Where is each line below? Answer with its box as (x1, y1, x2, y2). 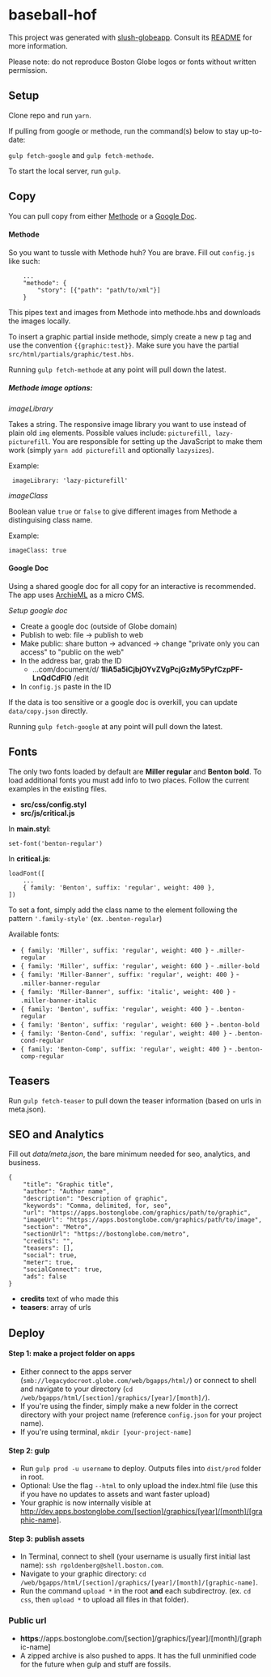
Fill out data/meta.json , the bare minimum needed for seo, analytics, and (8, 1149, 251, 1159)
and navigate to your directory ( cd (19, 1384, 133, 1393)
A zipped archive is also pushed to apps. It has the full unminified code (19, 1650, 256, 1660)
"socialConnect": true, (23, 1265, 104, 1274)
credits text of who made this (19, 1294, 119, 1304)
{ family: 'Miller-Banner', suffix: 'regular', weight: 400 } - (19, 969, 240, 979)
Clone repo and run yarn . (8, 110, 91, 120)
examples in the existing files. (8, 783, 108, 793)
